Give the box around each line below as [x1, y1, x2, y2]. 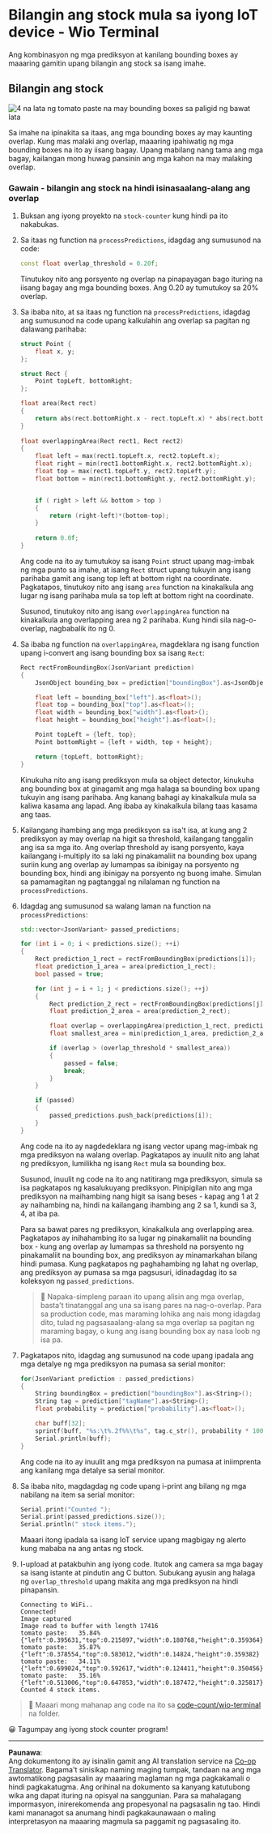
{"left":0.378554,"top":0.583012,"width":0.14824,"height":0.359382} [19, 1651, 261, 1659]
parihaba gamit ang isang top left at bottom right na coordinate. [19, 573, 232, 583]
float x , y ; [35, 347, 75, 356]
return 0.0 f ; [35, 534, 79, 542]
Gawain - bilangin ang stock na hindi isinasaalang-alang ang [8, 182, 251, 194]
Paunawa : [8, 1748, 43, 1758]
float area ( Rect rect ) [19, 400, 97, 408]
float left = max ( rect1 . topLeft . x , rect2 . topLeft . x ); [35, 452, 220, 460]
